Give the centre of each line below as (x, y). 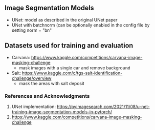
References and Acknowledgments (47, 96)
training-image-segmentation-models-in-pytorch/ (62, 111)
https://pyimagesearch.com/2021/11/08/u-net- (103, 107)
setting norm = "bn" (32, 30)
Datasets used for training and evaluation (69, 46)
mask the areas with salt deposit (52, 83)
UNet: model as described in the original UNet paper (65, 20)
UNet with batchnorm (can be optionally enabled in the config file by (81, 25)
